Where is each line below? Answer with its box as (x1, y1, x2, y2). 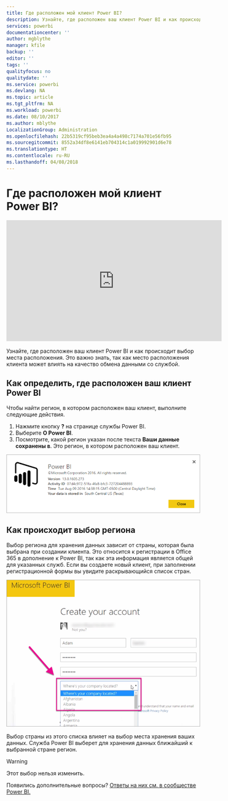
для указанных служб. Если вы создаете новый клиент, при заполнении (6, 561, 195, 568)
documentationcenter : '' (6, 30, 70, 36)
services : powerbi (6, 23, 53, 29)
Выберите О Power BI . (15, 429, 73, 436)
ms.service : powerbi (6, 81, 60, 87)
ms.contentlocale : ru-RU (6, 152, 70, 159)
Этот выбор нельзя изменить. (6, 770, 85, 777)
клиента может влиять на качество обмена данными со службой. (6, 360, 180, 368)
